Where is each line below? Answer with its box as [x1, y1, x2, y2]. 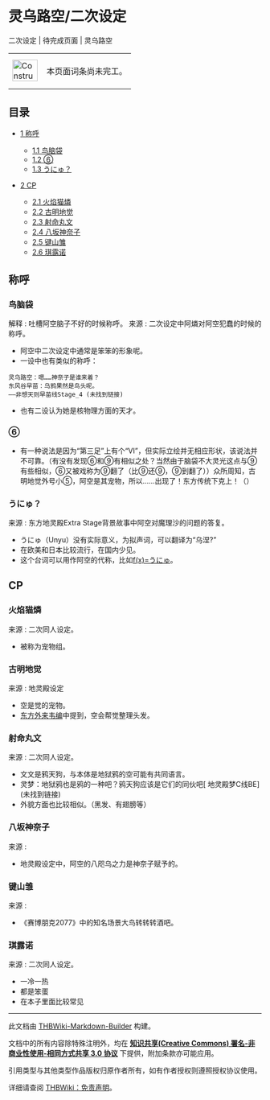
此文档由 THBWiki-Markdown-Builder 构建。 [8, 1021, 155, 1031]
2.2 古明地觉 [31, 207, 74, 216]
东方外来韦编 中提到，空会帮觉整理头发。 [19, 711, 154, 720]
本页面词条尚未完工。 [47, 65, 128, 76]
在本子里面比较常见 [19, 997, 84, 1007]
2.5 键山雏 [31, 237, 67, 246]
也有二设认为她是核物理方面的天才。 [19, 406, 141, 415]
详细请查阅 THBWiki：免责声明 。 [8, 1083, 117, 1093]
